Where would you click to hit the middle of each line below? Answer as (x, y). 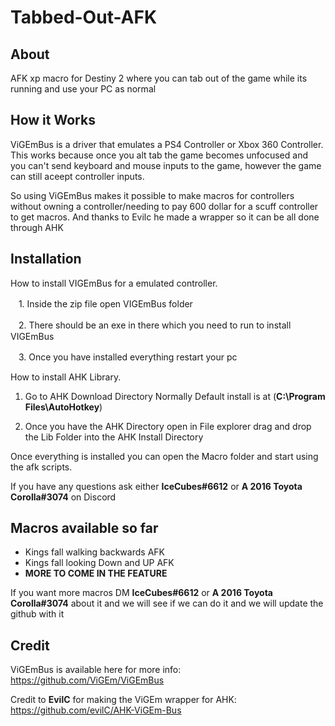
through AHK (37, 227)
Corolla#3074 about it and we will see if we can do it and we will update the (167, 603)
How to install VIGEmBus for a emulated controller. (114, 283)
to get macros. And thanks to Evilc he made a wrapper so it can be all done (165, 217)
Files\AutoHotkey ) (63, 407)
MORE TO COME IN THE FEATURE (96, 573)
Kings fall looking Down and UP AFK (99, 563)
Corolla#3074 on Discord (63, 497)
